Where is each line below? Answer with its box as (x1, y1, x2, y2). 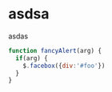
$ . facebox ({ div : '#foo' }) (22, 62, 106, 70)
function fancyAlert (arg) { (8, 46, 102, 54)
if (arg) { (15, 54, 48, 62)
